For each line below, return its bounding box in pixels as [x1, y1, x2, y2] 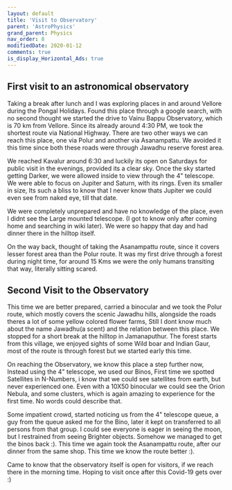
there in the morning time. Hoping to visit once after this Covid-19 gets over [7, 468, 222, 476]
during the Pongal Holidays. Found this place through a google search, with [7, 107, 222, 115]
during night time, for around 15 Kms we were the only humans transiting [7, 257, 215, 265]
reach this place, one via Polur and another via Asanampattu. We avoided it [7, 136, 222, 144]
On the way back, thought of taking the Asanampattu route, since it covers [7, 242, 220, 251]
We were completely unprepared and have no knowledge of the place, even [7, 207, 224, 215]
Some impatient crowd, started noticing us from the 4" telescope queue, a [7, 410, 219, 419]
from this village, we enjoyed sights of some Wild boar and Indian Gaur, [7, 340, 211, 348]
